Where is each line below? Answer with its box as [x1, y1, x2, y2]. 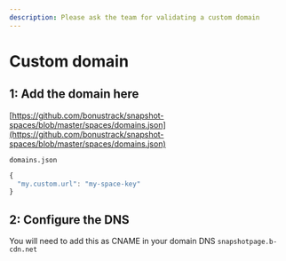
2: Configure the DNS [9, 212, 131, 227]
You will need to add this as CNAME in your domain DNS [9, 236, 216, 247]
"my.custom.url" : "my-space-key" [17, 179, 141, 188]
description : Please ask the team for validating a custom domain [9, 12, 260, 22]
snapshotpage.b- [217, 237, 278, 247]
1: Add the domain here [9, 86, 139, 102]
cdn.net [9, 245, 38, 254]
